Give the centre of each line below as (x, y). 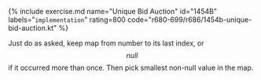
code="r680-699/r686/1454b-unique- (189, 20)
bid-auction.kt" (33, 28)
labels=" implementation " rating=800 (67, 20)
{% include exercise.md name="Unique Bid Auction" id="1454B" (113, 11)
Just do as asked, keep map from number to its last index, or (106, 43)
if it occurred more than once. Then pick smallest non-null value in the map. (131, 67)
